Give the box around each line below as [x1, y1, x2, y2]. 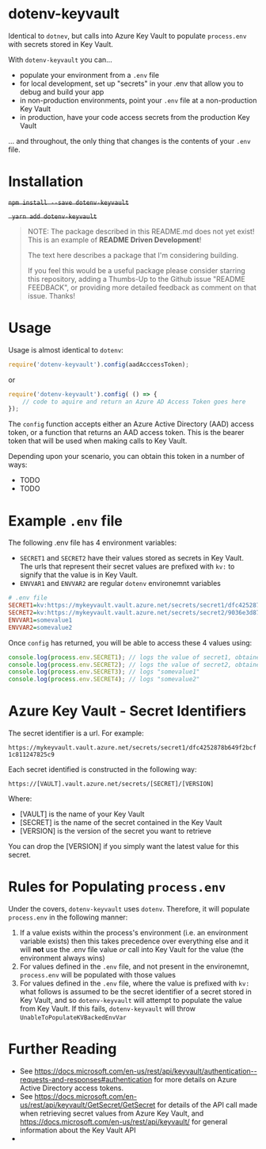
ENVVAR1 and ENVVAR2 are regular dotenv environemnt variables [19, 579, 222, 588]
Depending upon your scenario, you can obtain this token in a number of [8, 452, 245, 461]
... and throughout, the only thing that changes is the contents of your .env [8, 136, 251, 145]
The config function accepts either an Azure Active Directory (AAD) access [8, 419, 255, 429]
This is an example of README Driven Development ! [27, 235, 202, 245]
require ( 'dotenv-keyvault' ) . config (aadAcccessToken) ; [8, 361, 190, 368]
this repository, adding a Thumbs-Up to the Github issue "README [27, 274, 245, 283]
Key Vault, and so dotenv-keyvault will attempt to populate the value [19, 996, 243, 1004]
